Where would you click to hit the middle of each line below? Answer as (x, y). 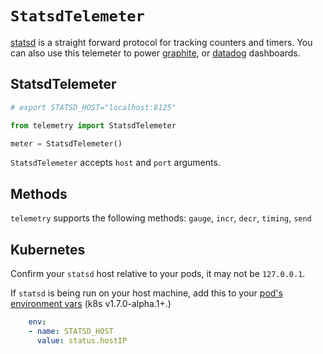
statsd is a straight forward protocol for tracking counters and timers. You (161, 42)
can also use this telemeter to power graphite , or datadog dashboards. (155, 53)
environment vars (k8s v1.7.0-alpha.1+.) (91, 303)
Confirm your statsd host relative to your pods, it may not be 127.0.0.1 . (158, 273)
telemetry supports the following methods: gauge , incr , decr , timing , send (161, 218)
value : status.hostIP (82, 340)
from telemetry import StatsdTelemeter (93, 125)
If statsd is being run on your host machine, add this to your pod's (146, 293)
